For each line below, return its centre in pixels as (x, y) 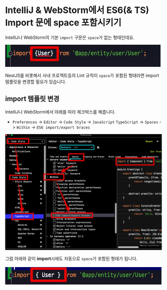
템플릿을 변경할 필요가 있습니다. (36, 81)
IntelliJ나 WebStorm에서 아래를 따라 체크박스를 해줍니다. (60, 112)
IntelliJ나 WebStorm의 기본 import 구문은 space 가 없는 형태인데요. (70, 37)
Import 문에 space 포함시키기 (63, 23)
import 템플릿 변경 (32, 99)
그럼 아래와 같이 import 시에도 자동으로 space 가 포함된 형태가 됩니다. (71, 259)
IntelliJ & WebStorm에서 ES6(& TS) (77, 10)
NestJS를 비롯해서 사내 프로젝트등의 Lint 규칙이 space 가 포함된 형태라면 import (82, 75)
